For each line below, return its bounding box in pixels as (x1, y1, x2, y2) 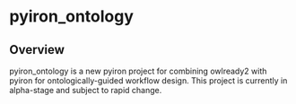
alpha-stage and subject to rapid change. (9, 85, 162, 95)
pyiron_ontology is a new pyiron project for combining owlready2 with (9, 65, 267, 76)
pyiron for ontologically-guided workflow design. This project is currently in (9, 75, 288, 86)
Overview (9, 42, 65, 57)
